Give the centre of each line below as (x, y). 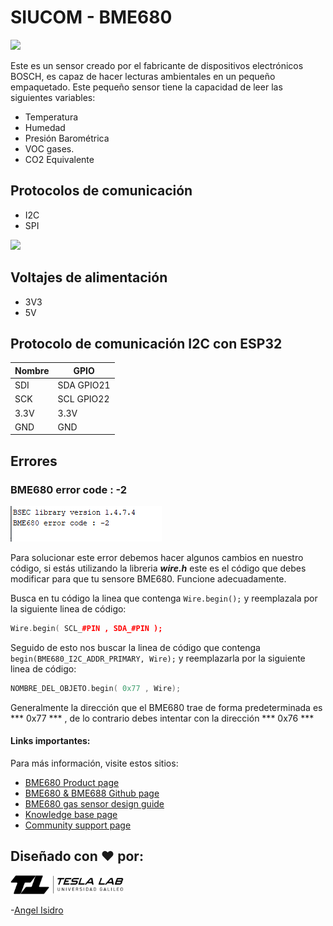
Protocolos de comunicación (101, 191)
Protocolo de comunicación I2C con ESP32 (146, 343)
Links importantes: (50, 741)
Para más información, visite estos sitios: (94, 763)
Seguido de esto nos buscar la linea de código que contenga (135, 647)
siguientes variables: (53, 97)
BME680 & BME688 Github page (92, 793)
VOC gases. (49, 148)
